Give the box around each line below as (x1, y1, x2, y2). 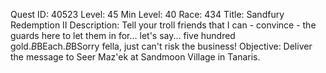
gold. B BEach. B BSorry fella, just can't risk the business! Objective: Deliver (10, 40, 313, 52)
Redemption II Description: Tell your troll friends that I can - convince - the (10, 19, 317, 31)
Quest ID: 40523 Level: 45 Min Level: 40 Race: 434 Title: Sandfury (10, 9, 285, 20)
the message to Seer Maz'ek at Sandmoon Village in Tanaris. (10, 51, 261, 63)
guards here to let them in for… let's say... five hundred (10, 30, 236, 41)
